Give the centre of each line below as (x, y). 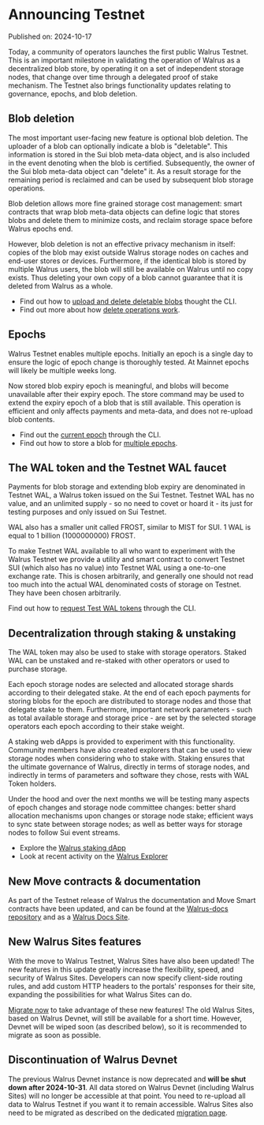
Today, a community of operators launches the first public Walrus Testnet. (128, 51)
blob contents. (32, 419)
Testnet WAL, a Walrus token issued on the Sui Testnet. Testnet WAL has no (131, 495)
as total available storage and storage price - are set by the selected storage (132, 718)
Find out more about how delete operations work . (100, 309)
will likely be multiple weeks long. (62, 370)
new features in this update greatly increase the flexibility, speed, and (121, 969)
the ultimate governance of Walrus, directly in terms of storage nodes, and (129, 767)
